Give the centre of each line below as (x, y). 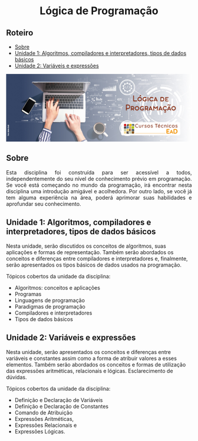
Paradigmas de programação (50, 306)
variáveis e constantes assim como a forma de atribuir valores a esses (91, 358)
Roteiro (20, 33)
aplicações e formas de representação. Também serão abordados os (90, 252)
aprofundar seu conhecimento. (44, 204)
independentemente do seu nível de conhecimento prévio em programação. (99, 179)
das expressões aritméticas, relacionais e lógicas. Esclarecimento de (90, 371)
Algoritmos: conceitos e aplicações (57, 287)
